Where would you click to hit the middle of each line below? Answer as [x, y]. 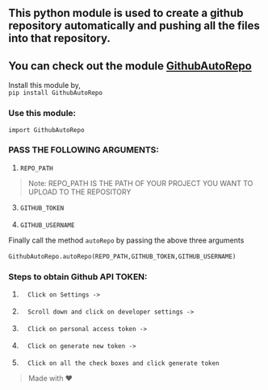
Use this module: [42, 114]
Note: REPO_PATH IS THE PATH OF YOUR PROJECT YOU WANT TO [140, 183]
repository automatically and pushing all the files [134, 26]
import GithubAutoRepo [46, 130]
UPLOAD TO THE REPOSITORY [80, 192]
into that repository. [59, 38]
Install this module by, [44, 85]
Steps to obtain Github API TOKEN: [78, 276]
